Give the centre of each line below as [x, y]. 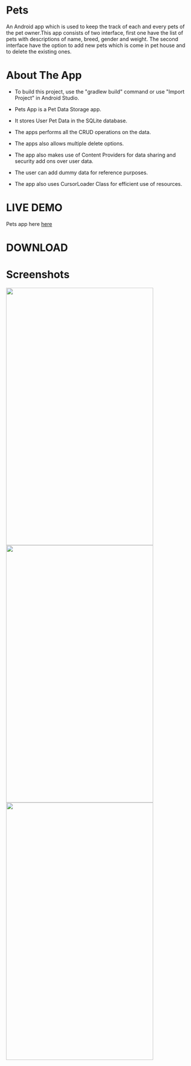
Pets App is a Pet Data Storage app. [58, 109]
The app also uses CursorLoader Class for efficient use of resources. [98, 184]
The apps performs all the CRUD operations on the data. [83, 132]
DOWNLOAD [37, 248]
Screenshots [38, 275]
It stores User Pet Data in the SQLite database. [71, 121]
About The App [44, 76]
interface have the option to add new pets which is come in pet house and [96, 45]
